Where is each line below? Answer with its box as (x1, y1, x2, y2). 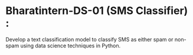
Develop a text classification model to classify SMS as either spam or (5, 36, 174, 43)
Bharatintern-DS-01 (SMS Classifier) (5, 4, 188, 18)
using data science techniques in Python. (20, 42, 121, 49)
